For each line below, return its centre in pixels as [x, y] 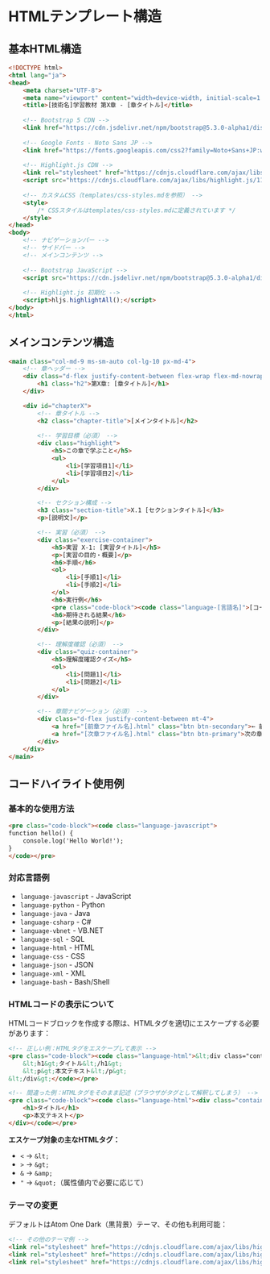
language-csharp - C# [55, 922]
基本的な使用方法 [41, 809]
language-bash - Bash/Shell [65, 981]
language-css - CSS [53, 955]
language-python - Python [63, 905]
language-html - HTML [57, 947]
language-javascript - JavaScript [76, 896]
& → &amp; [36, 1172]
